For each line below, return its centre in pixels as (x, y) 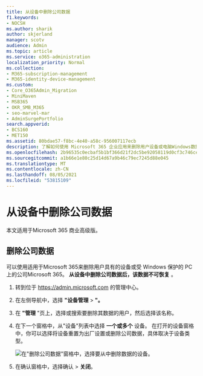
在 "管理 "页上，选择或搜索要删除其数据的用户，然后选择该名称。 (96, 313)
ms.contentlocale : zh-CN (37, 169)
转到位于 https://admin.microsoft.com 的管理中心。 (78, 287)
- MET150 (17, 136)
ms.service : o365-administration (48, 57)
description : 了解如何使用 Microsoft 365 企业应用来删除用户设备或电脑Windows (99, 147)
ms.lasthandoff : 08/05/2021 (42, 175)
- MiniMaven (21, 96)
